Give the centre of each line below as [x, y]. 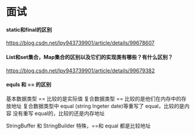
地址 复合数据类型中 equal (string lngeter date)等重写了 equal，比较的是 [98, 106]
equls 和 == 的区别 [29, 85]
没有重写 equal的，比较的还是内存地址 [59, 113]
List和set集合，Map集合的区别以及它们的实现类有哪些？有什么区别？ [90, 57]
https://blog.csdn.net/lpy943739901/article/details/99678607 [80, 43]
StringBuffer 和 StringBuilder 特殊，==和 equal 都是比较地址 [78, 126]
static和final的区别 [29, 29]
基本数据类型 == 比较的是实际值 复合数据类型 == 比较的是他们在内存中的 [94, 98]
